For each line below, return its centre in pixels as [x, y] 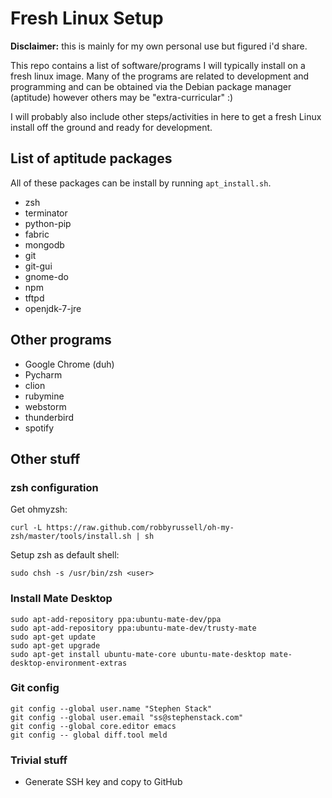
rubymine [44, 396]
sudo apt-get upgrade [55, 645]
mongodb [44, 244]
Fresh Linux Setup [87, 18]
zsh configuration [54, 487]
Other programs [61, 340]
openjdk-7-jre [53, 308]
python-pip [48, 223]
